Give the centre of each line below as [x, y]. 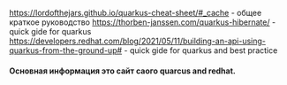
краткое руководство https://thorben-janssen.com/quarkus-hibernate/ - [143, 22]
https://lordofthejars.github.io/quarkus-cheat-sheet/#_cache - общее [136, 13]
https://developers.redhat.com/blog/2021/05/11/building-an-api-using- [138, 41]
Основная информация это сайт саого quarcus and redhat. [122, 71]
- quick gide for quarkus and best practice [201, 50]
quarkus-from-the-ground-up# [66, 50]
